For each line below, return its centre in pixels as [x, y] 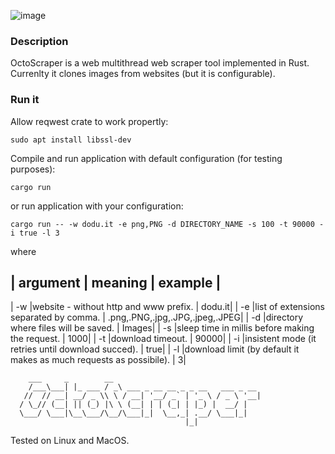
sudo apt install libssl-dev [71, 140]
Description [39, 41]
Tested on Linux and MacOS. [70, 441]
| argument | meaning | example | [116, 282]
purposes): [33, 169]
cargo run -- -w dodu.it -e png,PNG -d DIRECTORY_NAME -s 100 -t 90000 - [167, 224]
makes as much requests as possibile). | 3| [98, 360]
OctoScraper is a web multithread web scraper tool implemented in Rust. [160, 63]
